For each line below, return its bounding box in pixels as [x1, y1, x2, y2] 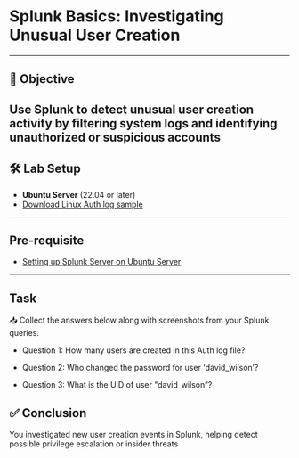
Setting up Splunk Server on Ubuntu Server [21, 257, 182, 267]
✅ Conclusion [9, 405, 87, 421]
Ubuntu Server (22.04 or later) [21, 189, 136, 200]
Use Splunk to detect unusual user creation [9, 102, 255, 117]
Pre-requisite [9, 233, 85, 248]
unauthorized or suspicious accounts [9, 129, 221, 144]
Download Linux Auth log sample [21, 199, 144, 209]
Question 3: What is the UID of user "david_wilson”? [21, 380, 213, 390]
